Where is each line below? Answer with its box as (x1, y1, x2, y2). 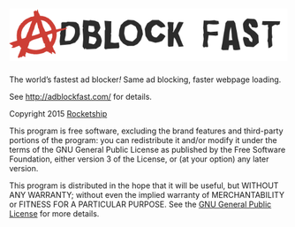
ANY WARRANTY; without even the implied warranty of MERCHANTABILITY (9, 190, 285, 201)
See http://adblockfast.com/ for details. (9, 92, 153, 102)
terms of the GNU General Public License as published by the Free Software (9, 145, 286, 155)
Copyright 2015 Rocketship (9, 109, 108, 119)
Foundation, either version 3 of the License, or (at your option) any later (9, 154, 269, 164)
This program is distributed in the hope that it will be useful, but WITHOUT (9, 180, 279, 191)
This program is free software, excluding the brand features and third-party (9, 125, 284, 136)
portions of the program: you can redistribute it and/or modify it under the (9, 135, 277, 146)
